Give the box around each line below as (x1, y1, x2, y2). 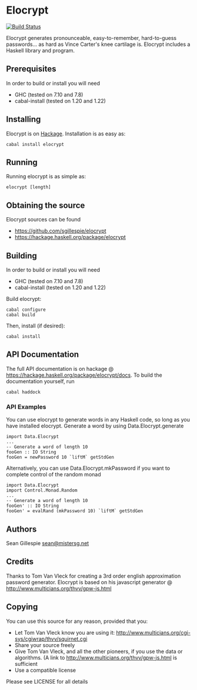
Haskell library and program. (6, 47, 75, 54)
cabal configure (6, 307, 46, 313)
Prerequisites (6, 64, 56, 74)
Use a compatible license (14, 666, 76, 674)
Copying (6, 602, 38, 612)
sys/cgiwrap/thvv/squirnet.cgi (14, 635, 88, 642)
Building (6, 251, 37, 261)
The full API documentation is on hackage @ (6, 365, 114, 372)
